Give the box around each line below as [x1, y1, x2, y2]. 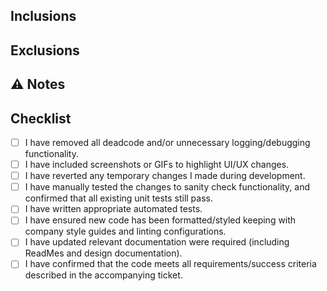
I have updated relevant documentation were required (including [24, 236, 290, 248]
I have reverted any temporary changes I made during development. [24, 170, 306, 182]
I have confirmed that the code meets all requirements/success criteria [24, 258, 317, 270]
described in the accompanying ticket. [24, 269, 183, 281]
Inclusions [10, 8, 77, 25]
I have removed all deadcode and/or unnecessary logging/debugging [24, 136, 311, 148]
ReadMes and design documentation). [24, 247, 183, 259]
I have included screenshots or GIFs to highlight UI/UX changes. [24, 159, 290, 171]
